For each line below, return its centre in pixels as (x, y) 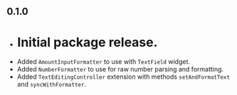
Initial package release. (87, 42)
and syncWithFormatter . (52, 84)
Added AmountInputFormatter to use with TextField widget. (103, 62)
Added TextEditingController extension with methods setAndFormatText (123, 77)
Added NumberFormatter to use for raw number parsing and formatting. (120, 69)
